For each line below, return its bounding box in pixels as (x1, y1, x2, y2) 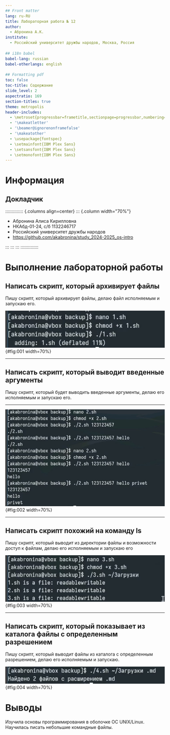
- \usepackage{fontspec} (10, 136, 62, 141)
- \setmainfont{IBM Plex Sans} (10, 142, 76, 147)
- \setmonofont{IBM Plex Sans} (10, 152, 76, 157)
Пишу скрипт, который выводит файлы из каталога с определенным (5, 651, 153, 658)
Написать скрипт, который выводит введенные (5, 367, 164, 377)
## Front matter (5, 8, 39, 13)
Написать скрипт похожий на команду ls (5, 526, 142, 535)
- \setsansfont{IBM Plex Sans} (10, 147, 76, 152)
